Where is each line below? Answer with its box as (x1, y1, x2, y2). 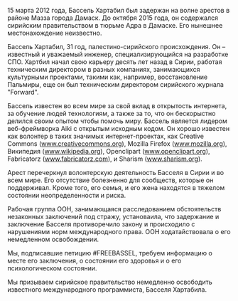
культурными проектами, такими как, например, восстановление (7, 73, 208, 81)
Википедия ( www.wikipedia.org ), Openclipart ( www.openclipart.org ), (7, 147, 210, 155)
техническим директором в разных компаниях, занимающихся (7, 65, 200, 73)
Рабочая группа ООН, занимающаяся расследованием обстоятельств (7, 205, 222, 213)
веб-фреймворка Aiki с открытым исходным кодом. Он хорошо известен (7, 125, 229, 132)
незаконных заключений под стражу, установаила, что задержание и (7, 213, 220, 221)
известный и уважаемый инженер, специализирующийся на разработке (7, 50, 229, 58)
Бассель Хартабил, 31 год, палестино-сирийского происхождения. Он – (7, 43, 226, 51)
